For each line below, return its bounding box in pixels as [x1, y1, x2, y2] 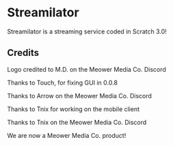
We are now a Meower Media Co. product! [7, 131, 127, 139]
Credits [7, 47, 40, 59]
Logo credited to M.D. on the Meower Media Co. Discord [7, 65, 166, 73]
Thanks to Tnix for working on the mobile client [7, 104, 140, 113]
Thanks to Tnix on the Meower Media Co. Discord [7, 118, 147, 126]
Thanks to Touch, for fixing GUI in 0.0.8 [7, 78, 118, 87]
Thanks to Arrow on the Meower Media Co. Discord [7, 91, 152, 100]
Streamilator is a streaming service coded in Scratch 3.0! [7, 27, 168, 35]
